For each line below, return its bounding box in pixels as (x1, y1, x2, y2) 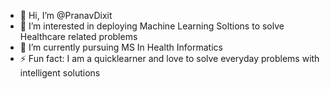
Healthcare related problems (19, 31, 138, 42)
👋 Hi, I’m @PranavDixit (19, 10, 113, 21)
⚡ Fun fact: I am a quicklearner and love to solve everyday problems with (19, 53, 320, 64)
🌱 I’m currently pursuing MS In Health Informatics (19, 41, 223, 53)
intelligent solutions (19, 67, 101, 79)
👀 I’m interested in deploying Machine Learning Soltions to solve (19, 20, 285, 32)
